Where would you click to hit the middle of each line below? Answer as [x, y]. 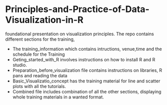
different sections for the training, [40, 39]
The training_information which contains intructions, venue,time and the [87, 49]
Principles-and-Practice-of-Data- [77, 9]
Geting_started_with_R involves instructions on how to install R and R [84, 59]
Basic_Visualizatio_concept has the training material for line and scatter [86, 81]
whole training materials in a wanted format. [58, 97]
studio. [20, 65]
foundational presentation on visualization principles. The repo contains [80, 34]
